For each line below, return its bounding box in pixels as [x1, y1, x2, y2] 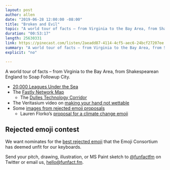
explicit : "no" [5, 50, 37, 55]
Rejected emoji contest [5, 125, 79, 133]
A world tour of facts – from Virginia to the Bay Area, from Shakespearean [5, 68, 159, 74]
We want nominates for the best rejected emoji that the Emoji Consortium [5, 139, 158, 145]
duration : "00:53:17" [5, 31, 51, 36]
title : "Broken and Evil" [5, 21, 60, 27]
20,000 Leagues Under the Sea [12, 83, 78, 89]
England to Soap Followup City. [5, 74, 70, 80]
